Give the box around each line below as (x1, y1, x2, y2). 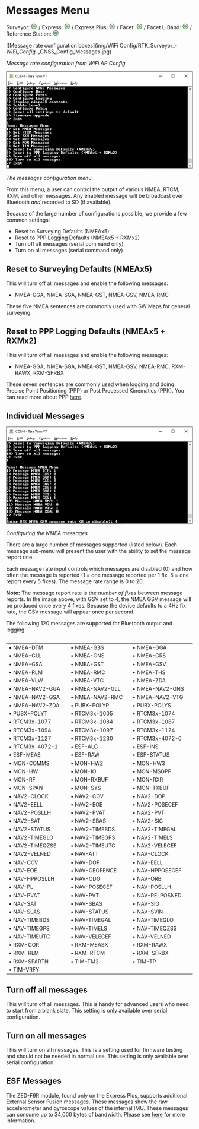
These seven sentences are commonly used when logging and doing (6, 381, 175, 388)
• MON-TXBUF (132, 785, 170, 792)
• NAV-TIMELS (70, 925, 108, 932)
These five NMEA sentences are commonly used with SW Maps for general (6, 303, 190, 310)
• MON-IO (70, 767, 97, 775)
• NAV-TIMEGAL (70, 916, 111, 924)
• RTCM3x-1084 (70, 718, 114, 725)
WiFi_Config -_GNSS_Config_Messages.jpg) (6, 48, 112, 55)
